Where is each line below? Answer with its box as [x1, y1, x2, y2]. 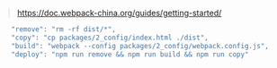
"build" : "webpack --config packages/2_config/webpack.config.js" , [11, 41, 269, 50]
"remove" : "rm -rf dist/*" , [11, 25, 116, 34]
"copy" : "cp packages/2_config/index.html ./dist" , [11, 33, 209, 42]
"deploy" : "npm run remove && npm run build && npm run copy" [11, 49, 249, 59]
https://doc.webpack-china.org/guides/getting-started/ [16, 8, 222, 18]
